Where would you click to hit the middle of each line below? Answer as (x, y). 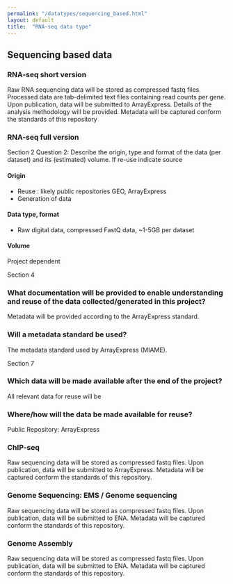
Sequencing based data (60, 55)
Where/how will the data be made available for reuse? (100, 414)
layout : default (31, 20)
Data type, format (33, 214)
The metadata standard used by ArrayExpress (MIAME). (87, 350)
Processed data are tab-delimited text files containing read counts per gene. (116, 97)
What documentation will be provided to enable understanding (115, 293)
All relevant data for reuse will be (54, 396)
